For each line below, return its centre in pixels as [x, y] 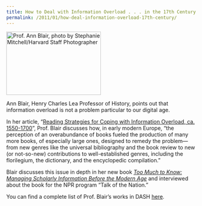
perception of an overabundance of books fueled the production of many [97, 135]
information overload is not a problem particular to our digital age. [88, 110]
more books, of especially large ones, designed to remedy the [83, 141]
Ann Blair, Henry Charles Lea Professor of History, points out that [87, 103]
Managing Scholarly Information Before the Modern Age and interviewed [97, 178]
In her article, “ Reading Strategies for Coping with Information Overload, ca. [101, 121]
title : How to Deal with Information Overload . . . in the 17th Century [101, 12]
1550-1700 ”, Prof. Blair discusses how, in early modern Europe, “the [90, 128]
